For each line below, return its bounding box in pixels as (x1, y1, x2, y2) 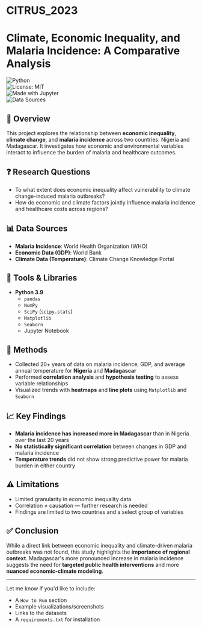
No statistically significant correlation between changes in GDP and (14, 443, 187, 450)
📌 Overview (6, 113, 50, 124)
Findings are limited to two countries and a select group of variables (14, 508, 184, 516)
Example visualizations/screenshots (14, 602, 104, 610)
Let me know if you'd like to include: (6, 584, 96, 592)
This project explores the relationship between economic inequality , (6, 129, 176, 136)
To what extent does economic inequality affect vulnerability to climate (14, 186, 191, 193)
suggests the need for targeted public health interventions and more (6, 561, 179, 568)
